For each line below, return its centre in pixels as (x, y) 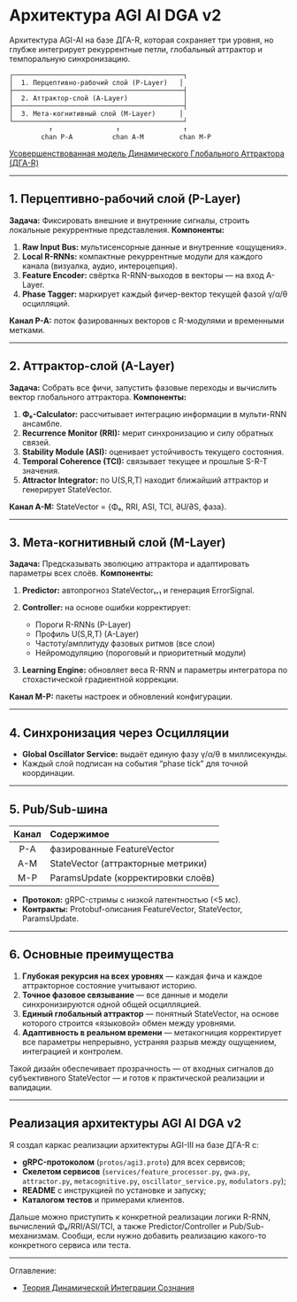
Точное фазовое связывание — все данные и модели (125, 995)
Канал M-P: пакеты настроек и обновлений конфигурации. (121, 697)
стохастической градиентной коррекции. (100, 679)
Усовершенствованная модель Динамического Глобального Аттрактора (147, 153)
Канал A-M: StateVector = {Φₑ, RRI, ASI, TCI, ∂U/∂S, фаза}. (118, 507)
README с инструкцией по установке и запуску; (114, 1190)
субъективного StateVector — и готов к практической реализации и (137, 1078)
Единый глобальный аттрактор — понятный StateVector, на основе (150, 1013)
